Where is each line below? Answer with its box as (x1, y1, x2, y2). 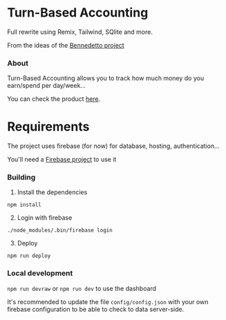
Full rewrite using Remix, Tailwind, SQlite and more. (7, 28, 153, 36)
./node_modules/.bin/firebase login (7, 227, 113, 234)
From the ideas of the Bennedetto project (7, 41, 124, 49)
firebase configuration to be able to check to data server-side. (7, 305, 185, 313)
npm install (7, 202, 41, 209)
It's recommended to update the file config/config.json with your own (7, 297, 209, 305)
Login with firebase (17, 214, 73, 222)
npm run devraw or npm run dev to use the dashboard (7, 284, 157, 292)
